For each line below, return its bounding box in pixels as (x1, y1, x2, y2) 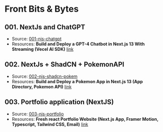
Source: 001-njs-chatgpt (11, 36, 62, 42)
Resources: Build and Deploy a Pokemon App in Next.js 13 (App (11, 78, 143, 84)
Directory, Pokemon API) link (11, 84, 72, 89)
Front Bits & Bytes (4, 3, 79, 15)
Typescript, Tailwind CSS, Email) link (11, 121, 89, 127)
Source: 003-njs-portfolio (11, 111, 64, 117)
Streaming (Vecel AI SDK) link (11, 46, 74, 52)
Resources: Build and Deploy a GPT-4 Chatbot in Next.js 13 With (11, 41, 145, 47)
